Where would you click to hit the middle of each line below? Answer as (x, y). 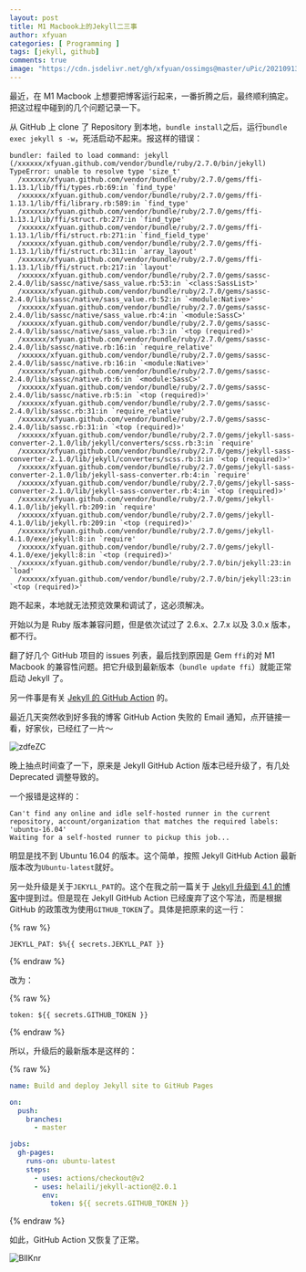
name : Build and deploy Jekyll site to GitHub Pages (112, 1086)
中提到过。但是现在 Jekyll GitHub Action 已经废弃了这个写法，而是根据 (150, 898)
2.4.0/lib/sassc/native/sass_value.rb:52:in (95, 299)
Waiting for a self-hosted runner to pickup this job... (120, 837)
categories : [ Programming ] (65, 43)
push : (28, 1110)
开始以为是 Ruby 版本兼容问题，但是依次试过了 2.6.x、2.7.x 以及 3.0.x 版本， (153, 624)
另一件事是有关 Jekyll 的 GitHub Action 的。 (91, 697)
